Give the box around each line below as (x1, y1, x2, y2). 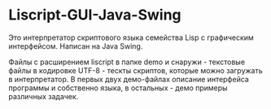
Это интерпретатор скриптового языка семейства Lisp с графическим (8, 33, 254, 42)
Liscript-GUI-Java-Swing (8, 6, 181, 24)
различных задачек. (8, 91, 79, 101)
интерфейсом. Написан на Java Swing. (8, 41, 143, 50)
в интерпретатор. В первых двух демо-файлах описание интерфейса (8, 74, 250, 84)
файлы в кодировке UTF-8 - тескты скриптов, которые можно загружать (8, 65, 263, 75)
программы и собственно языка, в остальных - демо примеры (8, 83, 228, 93)
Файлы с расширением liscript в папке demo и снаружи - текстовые (8, 57, 246, 67)
